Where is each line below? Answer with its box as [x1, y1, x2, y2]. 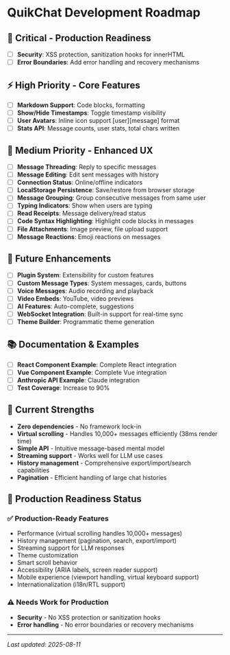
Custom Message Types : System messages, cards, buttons [16, 279, 187, 287]
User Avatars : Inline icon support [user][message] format [16, 117, 180, 125]
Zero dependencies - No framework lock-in [16, 422, 142, 430]
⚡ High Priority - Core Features [7, 79, 140, 91]
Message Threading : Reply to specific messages [16, 163, 157, 171]
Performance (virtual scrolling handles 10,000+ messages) [16, 529, 183, 538]
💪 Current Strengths [7, 404, 94, 416]
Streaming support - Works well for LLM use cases [16, 451, 163, 459]
